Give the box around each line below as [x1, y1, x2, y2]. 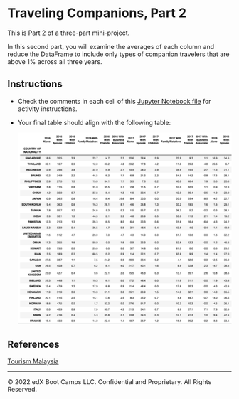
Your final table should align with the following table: [17, 118, 171, 127]
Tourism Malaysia [7, 357, 59, 366]
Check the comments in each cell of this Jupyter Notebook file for [17, 97, 211, 105]
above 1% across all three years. [7, 57, 102, 65]
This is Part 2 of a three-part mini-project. [7, 28, 130, 37]
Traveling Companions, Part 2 [7, 5, 187, 21]
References [7, 338, 60, 350]
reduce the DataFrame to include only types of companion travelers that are [7, 50, 230, 58]
